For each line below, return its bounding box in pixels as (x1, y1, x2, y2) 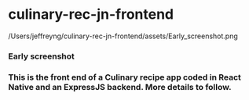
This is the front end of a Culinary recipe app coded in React (8, 72, 242, 83)
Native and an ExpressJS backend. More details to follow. (8, 81, 232, 92)
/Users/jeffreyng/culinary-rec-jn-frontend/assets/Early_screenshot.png (8, 31, 238, 41)
